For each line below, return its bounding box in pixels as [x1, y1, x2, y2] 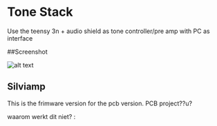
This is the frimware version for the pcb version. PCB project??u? [7, 99, 192, 107]
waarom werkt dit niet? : [7, 112, 76, 120]
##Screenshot [7, 48, 48, 56]
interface [7, 34, 33, 42]
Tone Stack [7, 4, 74, 20]
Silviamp [7, 81, 46, 93]
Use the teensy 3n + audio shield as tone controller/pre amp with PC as [7, 27, 210, 35]
